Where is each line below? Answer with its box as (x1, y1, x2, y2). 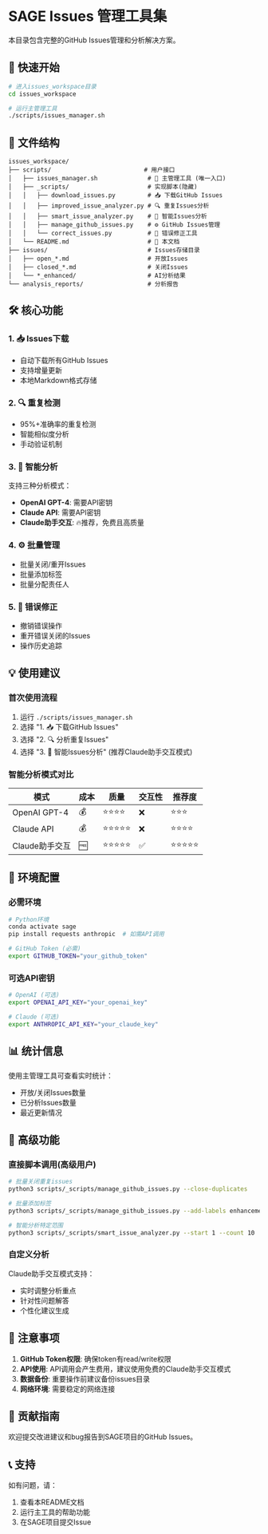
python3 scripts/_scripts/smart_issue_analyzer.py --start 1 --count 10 (8, 1228, 255, 1237)
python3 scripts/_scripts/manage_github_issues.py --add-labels (8, 1207, 227, 1215)
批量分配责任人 (19, 579, 69, 589)
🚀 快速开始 (8, 61, 60, 74)
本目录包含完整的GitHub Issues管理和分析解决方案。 (8, 35, 180, 45)
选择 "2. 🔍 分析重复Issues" (19, 734, 109, 744)
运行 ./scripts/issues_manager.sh (19, 712, 133, 722)
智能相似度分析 (19, 429, 69, 439)
